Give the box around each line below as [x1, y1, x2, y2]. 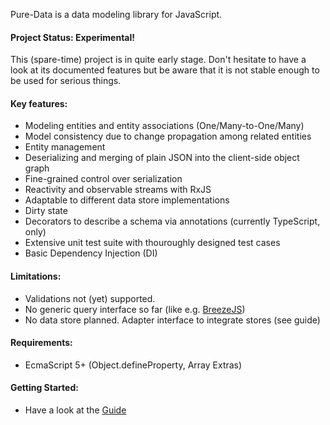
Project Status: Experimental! [10, 31, 136, 43]
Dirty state [24, 205, 68, 217]
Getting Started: [10, 382, 79, 394]
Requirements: [10, 337, 73, 349]
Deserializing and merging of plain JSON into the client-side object [24, 152, 300, 164]
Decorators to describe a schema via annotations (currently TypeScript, [24, 215, 321, 228]
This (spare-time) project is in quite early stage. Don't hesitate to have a [10, 54, 307, 66]
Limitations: [10, 270, 62, 282]
